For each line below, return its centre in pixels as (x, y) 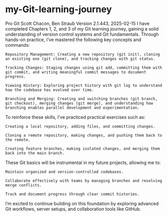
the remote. (18, 140)
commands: (18, 45)
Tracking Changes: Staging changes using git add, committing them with (84, 68)
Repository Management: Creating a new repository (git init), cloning (82, 54)
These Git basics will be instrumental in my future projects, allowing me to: (83, 162)
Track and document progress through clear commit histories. (72, 194)
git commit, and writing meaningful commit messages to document (76, 72)
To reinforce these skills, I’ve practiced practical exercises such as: (75, 117)
